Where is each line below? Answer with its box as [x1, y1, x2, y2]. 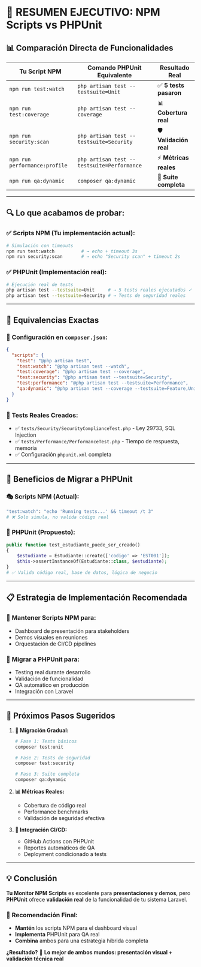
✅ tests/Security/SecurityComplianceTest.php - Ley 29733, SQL [14, 424, 176, 431]
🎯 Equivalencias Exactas [6, 315, 99, 325]
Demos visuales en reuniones [14, 633, 88, 641]
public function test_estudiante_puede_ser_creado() [6, 542, 141, 548]
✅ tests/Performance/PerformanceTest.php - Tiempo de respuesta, [14, 437, 179, 445]
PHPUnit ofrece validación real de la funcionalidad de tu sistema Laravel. [6, 896, 188, 903]
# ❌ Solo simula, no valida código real [6, 514, 109, 520]
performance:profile [9, 162, 68, 169]
